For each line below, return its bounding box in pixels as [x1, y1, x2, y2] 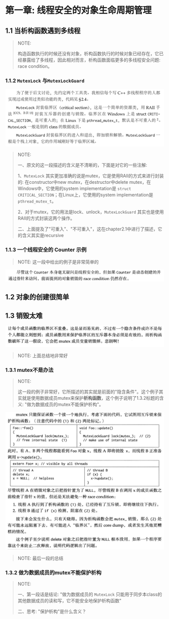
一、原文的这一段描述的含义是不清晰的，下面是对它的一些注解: [17, 162, 147, 168]
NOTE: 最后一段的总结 [17, 555, 64, 561]
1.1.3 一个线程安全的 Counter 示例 [5, 246, 87, 253]
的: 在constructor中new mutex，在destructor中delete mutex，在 [17, 179, 151, 185]
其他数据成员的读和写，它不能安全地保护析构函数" [17, 598, 122, 604]
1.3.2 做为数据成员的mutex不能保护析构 [5, 569, 102, 576]
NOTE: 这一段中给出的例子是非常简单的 [17, 259, 99, 265]
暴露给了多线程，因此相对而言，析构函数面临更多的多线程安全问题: [22, 57, 160, 63]
